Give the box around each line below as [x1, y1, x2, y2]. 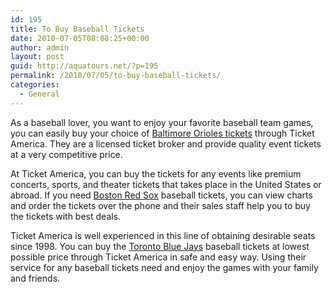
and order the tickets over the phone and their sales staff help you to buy [10, 199, 311, 211]
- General [19, 89, 60, 99]
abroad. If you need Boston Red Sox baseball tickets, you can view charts [10, 189, 313, 201]
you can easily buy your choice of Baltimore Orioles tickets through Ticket [10, 127, 315, 139]
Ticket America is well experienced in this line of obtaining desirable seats [10, 229, 316, 241]
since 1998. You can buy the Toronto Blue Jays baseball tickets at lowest [10, 240, 310, 252]
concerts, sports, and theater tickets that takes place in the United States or [10, 178, 322, 190]
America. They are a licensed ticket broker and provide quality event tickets [10, 137, 322, 150]
